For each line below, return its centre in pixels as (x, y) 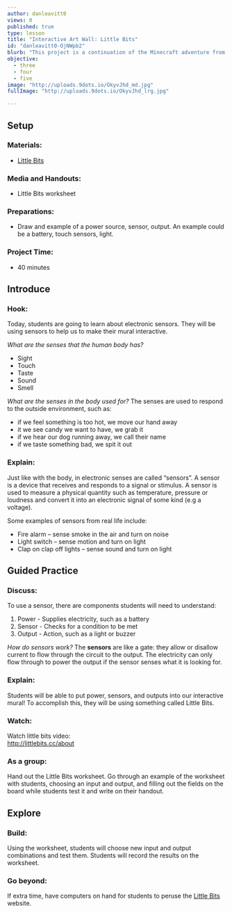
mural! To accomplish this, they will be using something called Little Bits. (111, 702)
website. (19, 903)
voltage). (20, 507)
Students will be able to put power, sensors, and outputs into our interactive (115, 695)
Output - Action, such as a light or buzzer (76, 634)
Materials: (25, 145)
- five (23, 78)
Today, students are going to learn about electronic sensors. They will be (111, 324)
